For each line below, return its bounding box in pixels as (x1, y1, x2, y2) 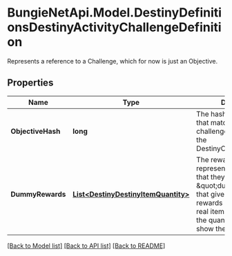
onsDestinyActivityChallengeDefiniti (7, 19, 222, 35)
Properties (7, 77, 54, 89)
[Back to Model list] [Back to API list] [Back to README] (7, 242, 166, 250)
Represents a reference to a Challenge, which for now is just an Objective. (7, 57, 218, 65)
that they (196, 172, 226, 181)
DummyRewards (10, 189, 66, 199)
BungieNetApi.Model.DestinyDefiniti (7, 5, 222, 21)
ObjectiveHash (10, 126, 61, 136)
